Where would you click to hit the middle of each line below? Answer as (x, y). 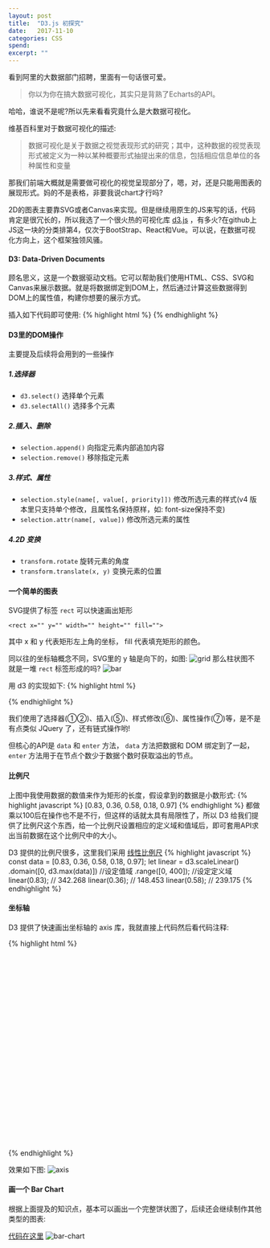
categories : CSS (35, 38)
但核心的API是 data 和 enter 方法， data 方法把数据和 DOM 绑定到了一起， (131, 745)
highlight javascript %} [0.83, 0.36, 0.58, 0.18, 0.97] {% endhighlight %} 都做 (134, 805)
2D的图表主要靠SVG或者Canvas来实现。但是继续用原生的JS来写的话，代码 (132, 209)
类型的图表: (27, 1219)
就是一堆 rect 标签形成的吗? (55, 669)
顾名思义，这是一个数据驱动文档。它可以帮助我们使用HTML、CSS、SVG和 (131, 277)
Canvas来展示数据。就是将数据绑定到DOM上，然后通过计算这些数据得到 (128, 288)
